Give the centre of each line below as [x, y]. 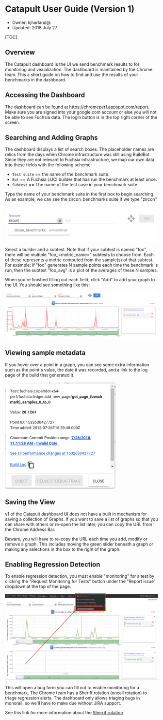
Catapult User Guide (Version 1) [70, 9]
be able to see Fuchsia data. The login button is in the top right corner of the [81, 117]
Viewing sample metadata [45, 353]
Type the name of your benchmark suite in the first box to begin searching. [80, 194]
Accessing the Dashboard [45, 95]
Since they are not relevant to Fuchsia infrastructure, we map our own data [80, 160]
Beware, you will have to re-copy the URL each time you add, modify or [76, 539]
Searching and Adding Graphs [51, 137]
